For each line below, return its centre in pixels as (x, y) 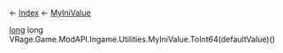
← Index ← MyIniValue (50, 13)
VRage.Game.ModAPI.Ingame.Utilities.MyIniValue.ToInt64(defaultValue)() (142, 39)
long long (27, 30)
